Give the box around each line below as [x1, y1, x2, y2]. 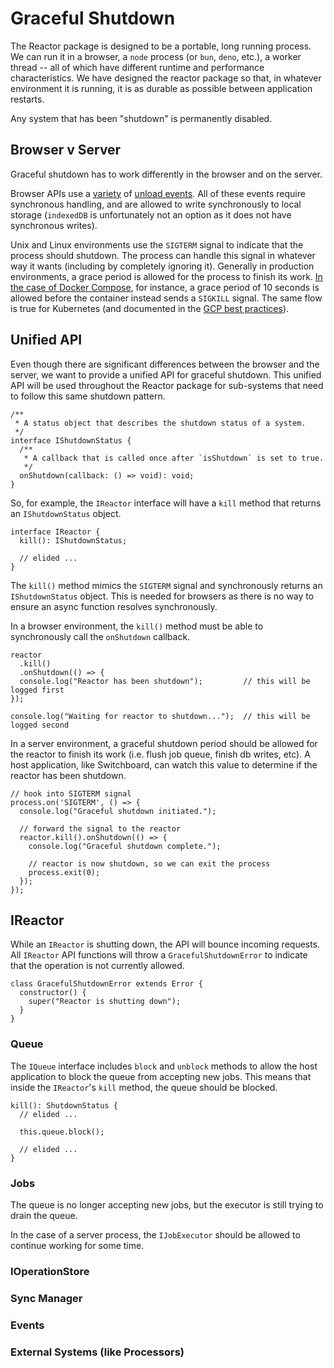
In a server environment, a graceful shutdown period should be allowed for [10, 737, 318, 749]
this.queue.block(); [19, 1127, 105, 1137]
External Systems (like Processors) [10, 1345, 185, 1359]
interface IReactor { [10, 527, 101, 537]
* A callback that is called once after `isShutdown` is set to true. [23, 453, 325, 463]
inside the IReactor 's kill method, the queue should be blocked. [10, 1081, 278, 1093]
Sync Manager [10, 1291, 83, 1305]
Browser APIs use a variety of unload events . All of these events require [10, 187, 306, 199]
